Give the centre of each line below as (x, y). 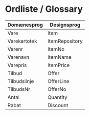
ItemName (60, 57)
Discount (58, 105)
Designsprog (65, 25)
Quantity (57, 97)
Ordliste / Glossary (44, 9)
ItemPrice (59, 65)
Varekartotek (22, 41)
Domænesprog (25, 25)
